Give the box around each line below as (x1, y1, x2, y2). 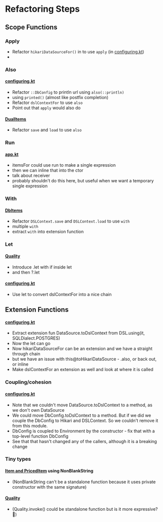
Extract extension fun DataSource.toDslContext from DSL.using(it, (12, 330, 145, 336)
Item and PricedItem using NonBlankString (5, 468, 94, 474)
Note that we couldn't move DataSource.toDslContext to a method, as (12, 402, 153, 408)
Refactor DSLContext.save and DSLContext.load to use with (12, 218, 130, 224)
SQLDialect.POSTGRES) (12, 335, 61, 341)
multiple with (12, 224, 39, 229)
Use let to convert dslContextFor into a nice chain (12, 291, 112, 297)
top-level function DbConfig (12, 433, 69, 439)
